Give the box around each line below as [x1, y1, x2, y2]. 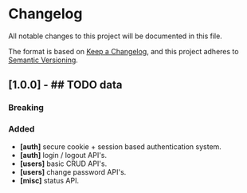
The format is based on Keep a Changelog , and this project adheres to [8, 46, 239, 56]
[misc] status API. [19, 175, 80, 185]
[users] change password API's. [19, 167, 127, 176]
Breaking [8, 102, 44, 113]
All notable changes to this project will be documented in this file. [8, 31, 223, 41]
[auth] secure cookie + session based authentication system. [19, 141, 222, 152]
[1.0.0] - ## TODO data [8, 78, 123, 92]
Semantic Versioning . [8, 55, 78, 65]
